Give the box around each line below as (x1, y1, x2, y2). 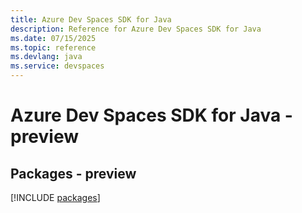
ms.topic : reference (10, 42, 97, 53)
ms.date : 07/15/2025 (10, 33, 97, 43)
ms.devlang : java (10, 52, 83, 62)
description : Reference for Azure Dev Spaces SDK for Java (10, 24, 262, 34)
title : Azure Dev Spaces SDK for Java (10, 14, 172, 25)
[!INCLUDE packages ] (10, 192, 101, 203)
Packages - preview (10, 165, 137, 182)
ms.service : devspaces (10, 61, 105, 71)
